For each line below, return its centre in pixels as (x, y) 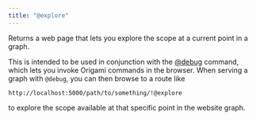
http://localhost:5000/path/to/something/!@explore (95, 93)
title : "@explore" (38, 15)
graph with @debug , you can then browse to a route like (97, 78)
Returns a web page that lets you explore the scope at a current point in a (128, 38)
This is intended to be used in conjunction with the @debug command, (124, 62)
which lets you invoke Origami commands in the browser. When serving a (128, 70)
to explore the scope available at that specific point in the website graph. (127, 107)
